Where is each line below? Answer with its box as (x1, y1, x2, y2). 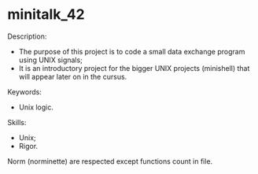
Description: (7, 31, 47, 41)
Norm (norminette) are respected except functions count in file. (7, 156, 213, 166)
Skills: (7, 117, 27, 127)
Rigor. (18, 141, 39, 150)
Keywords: (7, 87, 42, 96)
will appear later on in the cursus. (18, 72, 127, 81)
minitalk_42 (7, 6, 85, 24)
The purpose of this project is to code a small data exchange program (18, 46, 245, 56)
